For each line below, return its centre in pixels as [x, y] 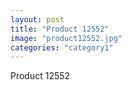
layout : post [37, 19]
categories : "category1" [62, 47]
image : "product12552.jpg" [66, 38]
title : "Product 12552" [60, 29]
